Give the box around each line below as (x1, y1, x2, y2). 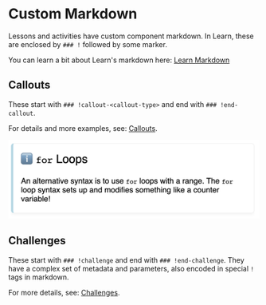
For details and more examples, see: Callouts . (8, 123, 158, 133)
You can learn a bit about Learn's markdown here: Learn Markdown (8, 55, 230, 65)
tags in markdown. (8, 272, 69, 282)
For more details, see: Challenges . (8, 287, 120, 297)
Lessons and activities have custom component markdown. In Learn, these (8, 31, 254, 41)
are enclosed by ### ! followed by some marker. (8, 39, 167, 49)
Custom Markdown (8, 5, 138, 23)
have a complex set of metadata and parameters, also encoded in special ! (8, 263, 255, 273)
